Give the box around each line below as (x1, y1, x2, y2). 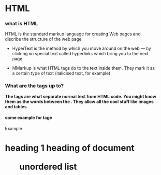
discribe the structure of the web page (5, 36, 82, 42)
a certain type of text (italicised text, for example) (12, 71, 111, 76)
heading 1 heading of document (5, 143, 134, 154)
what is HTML (5, 20, 38, 27)
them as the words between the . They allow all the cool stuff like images (5, 99, 154, 104)
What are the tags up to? (5, 83, 64, 89)
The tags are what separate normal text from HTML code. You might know (5, 93, 157, 99)
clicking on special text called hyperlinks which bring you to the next (12, 51, 149, 57)
